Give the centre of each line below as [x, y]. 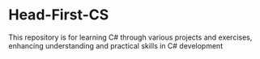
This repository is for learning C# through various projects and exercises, [130, 37]
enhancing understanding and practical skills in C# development [116, 45]
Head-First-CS [59, 15]
